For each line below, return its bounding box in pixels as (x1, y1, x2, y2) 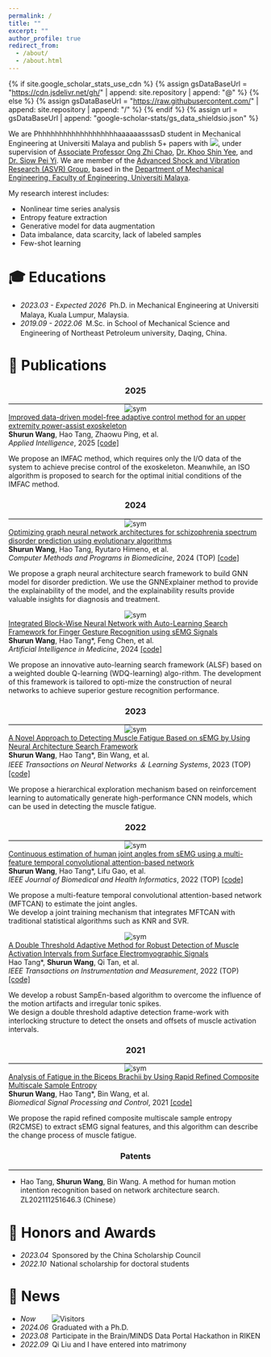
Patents (119, 1150, 152, 1162)
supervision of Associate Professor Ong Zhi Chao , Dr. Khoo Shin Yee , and (8, 147, 253, 157)
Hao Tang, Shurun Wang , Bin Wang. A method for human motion (19, 1176, 236, 1186)
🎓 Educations (8, 268, 106, 286)
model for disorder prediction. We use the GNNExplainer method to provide (8, 577, 259, 587)
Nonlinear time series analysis (19, 203, 121, 214)
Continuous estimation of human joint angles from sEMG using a (8, 849, 222, 859)
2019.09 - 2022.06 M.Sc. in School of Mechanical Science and (19, 318, 230, 328)
